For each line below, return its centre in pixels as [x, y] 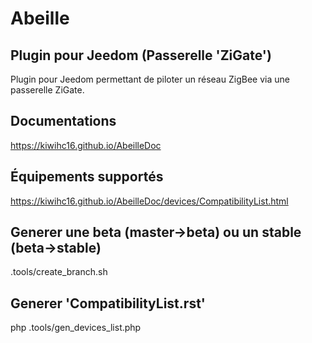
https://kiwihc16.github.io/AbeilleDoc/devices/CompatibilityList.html [149, 201]
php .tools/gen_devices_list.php [76, 328]
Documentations [63, 121]
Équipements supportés [87, 177]
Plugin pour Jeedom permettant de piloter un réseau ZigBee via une [150, 79]
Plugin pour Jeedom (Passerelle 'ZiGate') [141, 55]
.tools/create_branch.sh [59, 272]
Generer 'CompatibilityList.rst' [108, 303]
